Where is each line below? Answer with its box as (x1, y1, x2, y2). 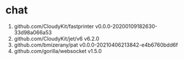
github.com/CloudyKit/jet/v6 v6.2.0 (13, 35, 100, 42)
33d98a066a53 (13, 29, 52, 36)
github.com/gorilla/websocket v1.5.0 (13, 47, 102, 54)
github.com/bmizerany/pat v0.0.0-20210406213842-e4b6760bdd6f (13, 41, 178, 48)
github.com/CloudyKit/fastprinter (13, 23, 94, 30)
